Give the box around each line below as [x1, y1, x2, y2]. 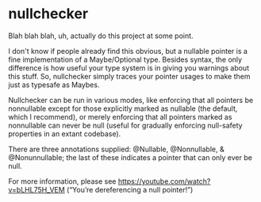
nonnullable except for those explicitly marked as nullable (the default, [8, 104, 238, 113]
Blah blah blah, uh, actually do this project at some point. [8, 31, 194, 40]
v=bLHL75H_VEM [8, 185, 65, 194]
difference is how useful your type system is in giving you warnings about [8, 63, 250, 72]
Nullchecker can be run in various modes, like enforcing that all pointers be [8, 95, 254, 105]
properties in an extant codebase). [8, 128, 121, 139]
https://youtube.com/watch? [117, 176, 211, 186]
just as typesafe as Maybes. [8, 80, 100, 90]
